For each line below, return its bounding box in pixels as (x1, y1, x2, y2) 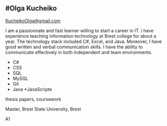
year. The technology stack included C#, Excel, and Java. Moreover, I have (5, 38, 162, 44)
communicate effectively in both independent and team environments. (5, 49, 153, 55)
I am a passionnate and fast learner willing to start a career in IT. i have (5, 28, 154, 34)
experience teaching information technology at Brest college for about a (5, 33, 156, 39)
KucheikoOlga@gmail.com (5, 17, 61, 23)
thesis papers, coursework (5, 96, 62, 102)
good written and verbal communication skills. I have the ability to (5, 43, 143, 50)
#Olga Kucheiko (5, 4, 57, 13)
